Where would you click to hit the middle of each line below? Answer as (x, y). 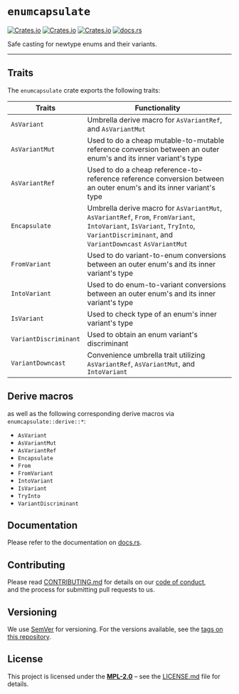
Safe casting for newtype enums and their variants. (83, 43)
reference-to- (178, 170)
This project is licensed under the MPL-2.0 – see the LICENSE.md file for (114, 676)
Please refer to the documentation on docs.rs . (75, 542)
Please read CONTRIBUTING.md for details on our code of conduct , (107, 582)
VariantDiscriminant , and (130, 234)
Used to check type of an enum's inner (152, 314)
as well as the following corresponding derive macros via (91, 413)
